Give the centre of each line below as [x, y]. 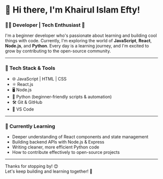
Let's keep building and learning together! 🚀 [49, 171]
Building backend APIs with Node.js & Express [58, 142]
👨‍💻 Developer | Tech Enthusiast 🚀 [45, 25]
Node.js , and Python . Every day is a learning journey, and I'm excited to [77, 46]
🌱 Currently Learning [30, 126]
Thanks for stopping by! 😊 [32, 166]
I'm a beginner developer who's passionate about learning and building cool [81, 35]
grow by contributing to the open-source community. [58, 51]
